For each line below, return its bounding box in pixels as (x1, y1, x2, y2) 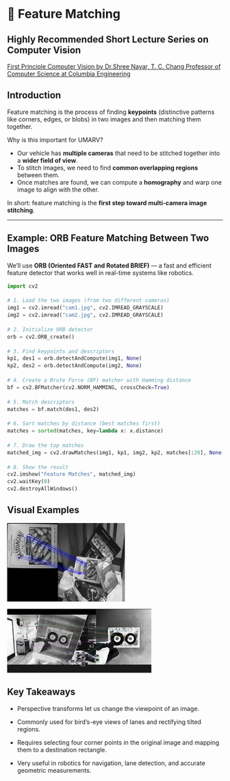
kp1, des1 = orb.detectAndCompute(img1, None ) (7, 355, 142, 362)
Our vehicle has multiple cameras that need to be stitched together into (16, 149, 220, 157)
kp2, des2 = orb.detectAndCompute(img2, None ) (7, 362, 142, 369)
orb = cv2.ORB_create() (7, 333, 75, 340)
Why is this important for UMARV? (7, 135, 104, 143)
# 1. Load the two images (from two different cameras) (7, 297, 170, 304)
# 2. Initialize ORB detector (7, 326, 94, 333)
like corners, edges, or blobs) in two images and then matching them (7, 115, 201, 123)
